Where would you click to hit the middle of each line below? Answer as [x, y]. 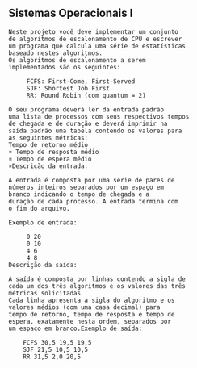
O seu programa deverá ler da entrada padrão [86, 109]
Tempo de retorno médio [48, 144]
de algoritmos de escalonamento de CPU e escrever [95, 39]
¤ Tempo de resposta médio [54, 152]
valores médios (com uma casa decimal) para [84, 307]
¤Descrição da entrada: [48, 166]
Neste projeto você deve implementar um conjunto [94, 31]
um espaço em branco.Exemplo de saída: [75, 328]
